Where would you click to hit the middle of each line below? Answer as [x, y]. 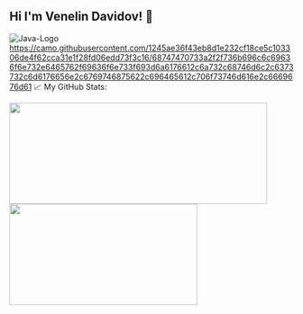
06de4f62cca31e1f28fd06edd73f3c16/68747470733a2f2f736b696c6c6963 [150, 57]
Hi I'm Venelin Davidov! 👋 [81, 17]
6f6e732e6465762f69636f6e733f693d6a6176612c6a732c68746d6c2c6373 [151, 67]
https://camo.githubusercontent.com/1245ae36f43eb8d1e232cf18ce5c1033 [150, 48]
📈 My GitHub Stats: [70, 86]
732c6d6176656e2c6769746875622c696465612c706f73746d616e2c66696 [151, 76]
